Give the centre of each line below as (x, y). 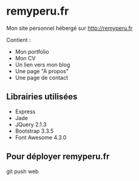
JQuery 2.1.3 (31, 124)
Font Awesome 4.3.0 (41, 137)
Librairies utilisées (42, 97)
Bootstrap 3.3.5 (34, 131)
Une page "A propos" (42, 71)
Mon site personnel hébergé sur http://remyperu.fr (69, 28)
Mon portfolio (32, 51)
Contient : (19, 40)
